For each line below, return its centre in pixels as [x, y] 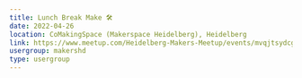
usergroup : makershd [48, 51]
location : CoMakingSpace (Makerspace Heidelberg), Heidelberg [128, 34]
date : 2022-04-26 [42, 26]
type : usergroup [40, 59]
